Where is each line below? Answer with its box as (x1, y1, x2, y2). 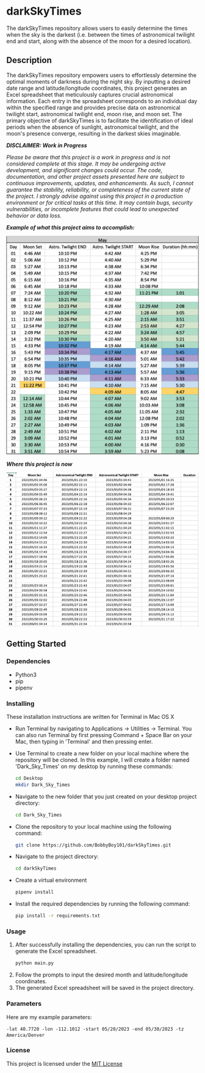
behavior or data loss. (6, 212, 62, 219)
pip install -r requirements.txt (15, 913, 101, 919)
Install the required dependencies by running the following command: (15, 900, 190, 908)
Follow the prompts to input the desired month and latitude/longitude (15, 971, 188, 978)
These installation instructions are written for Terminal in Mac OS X (6, 713, 174, 720)
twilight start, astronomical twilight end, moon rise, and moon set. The (6, 110, 182, 117)
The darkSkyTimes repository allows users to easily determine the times (6, 24, 188, 32)
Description (6, 55, 52, 65)
